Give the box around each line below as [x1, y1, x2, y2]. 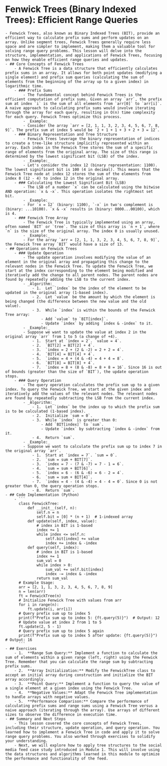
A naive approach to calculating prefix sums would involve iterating [5, 105, 155, 111]
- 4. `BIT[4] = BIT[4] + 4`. [31, 352, 95, 357]
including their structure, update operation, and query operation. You [5, 725, 160, 730]
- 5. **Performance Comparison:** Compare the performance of [14, 699, 149, 704]
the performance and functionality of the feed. [5, 756, 108, 761]
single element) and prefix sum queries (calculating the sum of [5, 74, 144, 80]
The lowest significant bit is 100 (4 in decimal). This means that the [5, 167, 160, 172]
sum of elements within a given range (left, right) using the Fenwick [5, 654, 157, 660]
